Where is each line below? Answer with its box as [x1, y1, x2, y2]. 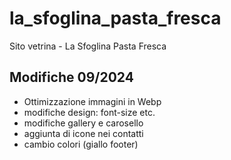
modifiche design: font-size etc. [23, 106, 156, 118]
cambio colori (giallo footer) [23, 138, 139, 150]
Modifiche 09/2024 [9, 69, 134, 86]
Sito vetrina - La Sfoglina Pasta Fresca [9, 40, 167, 52]
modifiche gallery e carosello [23, 117, 144, 129]
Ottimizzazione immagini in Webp [23, 95, 162, 107]
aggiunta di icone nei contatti [23, 127, 144, 139]
